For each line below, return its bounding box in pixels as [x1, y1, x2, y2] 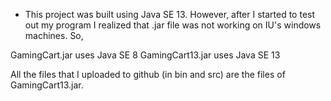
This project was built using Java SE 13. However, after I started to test [24, 9, 316, 20]
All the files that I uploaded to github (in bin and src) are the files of [10, 69, 286, 80]
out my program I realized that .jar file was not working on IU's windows [24, 19, 322, 31]
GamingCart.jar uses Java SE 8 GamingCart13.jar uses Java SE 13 [10, 49, 281, 61]
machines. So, [24, 30, 84, 41]
